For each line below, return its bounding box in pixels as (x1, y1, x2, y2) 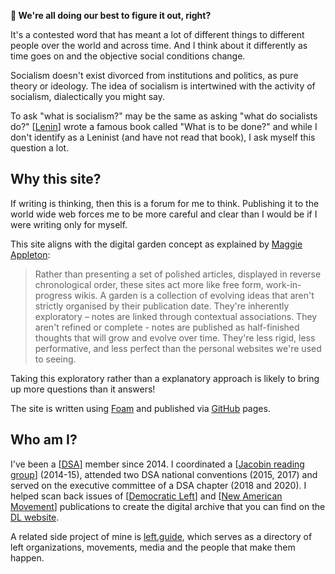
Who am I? (10, 431, 78, 449)
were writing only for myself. (10, 218, 128, 230)
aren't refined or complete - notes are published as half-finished (34, 321, 300, 333)
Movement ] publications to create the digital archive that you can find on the (10, 500, 326, 512)
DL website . (10, 511, 60, 523)
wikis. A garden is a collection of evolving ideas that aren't (74, 289, 315, 301)
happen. (10, 551, 45, 564)
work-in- (265, 278, 302, 290)
